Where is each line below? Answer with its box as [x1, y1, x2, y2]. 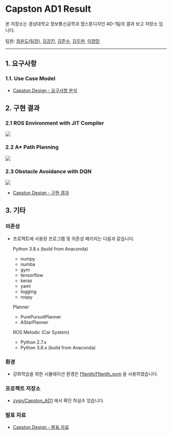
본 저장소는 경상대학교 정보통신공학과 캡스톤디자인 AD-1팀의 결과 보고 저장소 [5, 21, 158, 27]
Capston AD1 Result [5, 3, 91, 15]
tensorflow [20, 272, 44, 278]
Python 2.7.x [20, 339, 47, 345]
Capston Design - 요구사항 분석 [12, 87, 78, 93]
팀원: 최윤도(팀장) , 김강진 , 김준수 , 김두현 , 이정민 [5, 38, 100, 44]
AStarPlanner [20, 319, 49, 325]
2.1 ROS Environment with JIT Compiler [5, 119, 104, 126]
